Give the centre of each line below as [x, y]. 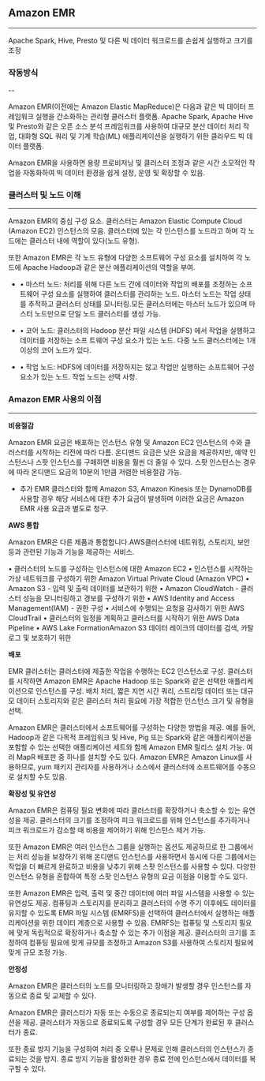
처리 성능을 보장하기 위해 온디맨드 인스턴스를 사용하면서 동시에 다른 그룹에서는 [136, 856]
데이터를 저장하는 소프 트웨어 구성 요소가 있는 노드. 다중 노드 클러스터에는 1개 [138, 340]
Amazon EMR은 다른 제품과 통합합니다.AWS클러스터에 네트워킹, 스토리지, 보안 [129, 542]
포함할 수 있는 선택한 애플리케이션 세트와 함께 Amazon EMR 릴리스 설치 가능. [127, 747]
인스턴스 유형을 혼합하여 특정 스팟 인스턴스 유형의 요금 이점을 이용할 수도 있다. [128, 876]
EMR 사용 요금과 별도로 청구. [64, 508]
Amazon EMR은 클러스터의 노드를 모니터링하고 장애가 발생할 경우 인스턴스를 [126, 986]
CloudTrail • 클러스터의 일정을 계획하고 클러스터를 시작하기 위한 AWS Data [124, 618]
